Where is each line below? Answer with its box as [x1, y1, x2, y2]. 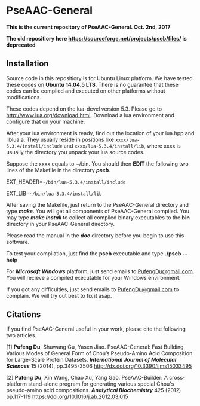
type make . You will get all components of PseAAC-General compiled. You [6, 207, 190, 215]
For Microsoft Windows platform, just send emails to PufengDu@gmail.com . [6, 267, 195, 275]
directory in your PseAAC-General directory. [6, 220, 115, 227]
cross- [169, 374, 186, 381]
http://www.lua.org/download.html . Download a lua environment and [6, 111, 175, 118]
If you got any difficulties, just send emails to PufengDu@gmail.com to [6, 285, 179, 293]
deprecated [6, 41, 36, 48]
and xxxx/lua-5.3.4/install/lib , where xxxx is [63, 142, 181, 149]
